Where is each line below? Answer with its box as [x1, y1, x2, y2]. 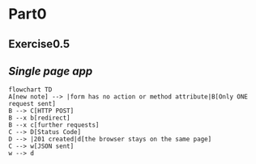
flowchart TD [8, 86, 53, 94]
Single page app [8, 64, 93, 78]
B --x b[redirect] [8, 114, 70, 122]
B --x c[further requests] [8, 121, 100, 129]
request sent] [8, 100, 57, 108]
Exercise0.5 [8, 37, 70, 51]
